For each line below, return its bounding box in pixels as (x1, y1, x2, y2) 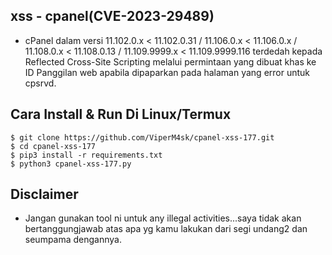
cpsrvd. (24, 77, 57, 89)
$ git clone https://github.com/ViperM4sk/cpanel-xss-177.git (10, 132, 275, 143)
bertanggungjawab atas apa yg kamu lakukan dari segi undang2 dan (24, 223, 308, 235)
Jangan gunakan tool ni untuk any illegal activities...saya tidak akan (24, 212, 302, 224)
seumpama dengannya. (24, 234, 123, 246)
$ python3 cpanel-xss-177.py (10, 159, 132, 169)
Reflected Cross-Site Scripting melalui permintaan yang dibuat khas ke (24, 55, 317, 68)
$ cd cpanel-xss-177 (10, 141, 97, 151)
